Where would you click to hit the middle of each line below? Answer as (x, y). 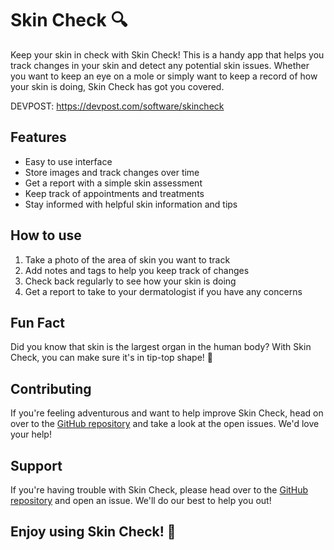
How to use (46, 235)
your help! (31, 434)
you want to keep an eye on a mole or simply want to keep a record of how (164, 76)
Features (38, 137)
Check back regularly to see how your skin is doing (130, 281)
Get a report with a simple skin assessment (113, 183)
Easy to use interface (68, 161)
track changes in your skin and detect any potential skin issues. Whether (160, 65)
